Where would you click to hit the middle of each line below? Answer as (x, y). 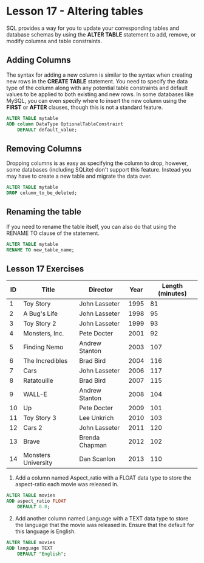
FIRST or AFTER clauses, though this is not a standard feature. (85, 107)
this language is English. (45, 531)
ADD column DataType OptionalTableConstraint (65, 124)
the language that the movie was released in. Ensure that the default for (104, 525)
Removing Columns (44, 148)
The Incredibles (46, 361)
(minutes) (172, 293)
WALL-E (35, 394)
